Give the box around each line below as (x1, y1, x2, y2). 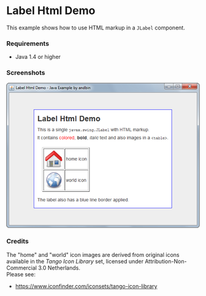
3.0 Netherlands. (37, 264, 81, 271)
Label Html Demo (6, 4, 96, 18)
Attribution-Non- (145, 257, 187, 265)
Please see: (6, 270, 36, 278)
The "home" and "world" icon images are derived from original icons (6, 251, 180, 258)
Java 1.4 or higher (15, 53, 61, 61)
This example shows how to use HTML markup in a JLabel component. (6, 24, 185, 31)
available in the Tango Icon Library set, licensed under (6, 257, 144, 265)
